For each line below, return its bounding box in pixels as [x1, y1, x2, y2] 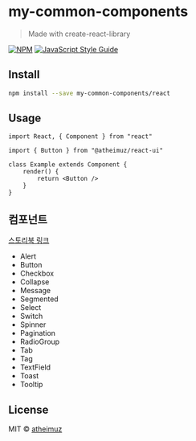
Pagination [19, 329, 56, 338]
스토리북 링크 [8, 235, 50, 245]
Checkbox [19, 268, 55, 279]
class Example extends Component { [8, 161, 128, 169]
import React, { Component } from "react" [8, 133, 153, 141]
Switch [19, 312, 43, 321]
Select [19, 303, 42, 312]
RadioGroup [19, 337, 60, 347]
